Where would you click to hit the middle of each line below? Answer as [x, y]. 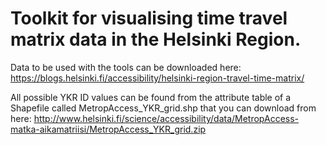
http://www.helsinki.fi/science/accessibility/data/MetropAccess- [166, 118]
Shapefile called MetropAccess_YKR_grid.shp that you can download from [163, 108]
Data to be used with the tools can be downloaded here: [126, 67]
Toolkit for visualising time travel [149, 18]
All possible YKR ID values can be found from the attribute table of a [151, 97]
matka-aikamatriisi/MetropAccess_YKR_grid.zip [108, 129]
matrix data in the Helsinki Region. [156, 39]
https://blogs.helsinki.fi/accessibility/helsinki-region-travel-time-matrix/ [157, 78]
